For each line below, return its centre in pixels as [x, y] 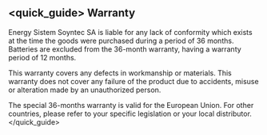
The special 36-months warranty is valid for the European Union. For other [131, 105]
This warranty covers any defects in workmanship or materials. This [120, 73]
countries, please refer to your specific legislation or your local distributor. [130, 114]
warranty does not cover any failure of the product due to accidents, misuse [133, 81]
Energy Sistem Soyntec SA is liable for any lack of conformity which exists [131, 32]
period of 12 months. [42, 57]
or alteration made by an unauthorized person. [85, 90]
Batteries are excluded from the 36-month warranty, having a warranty [125, 49]
